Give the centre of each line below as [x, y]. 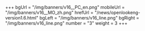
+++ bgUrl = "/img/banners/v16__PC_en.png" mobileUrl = [65, 7]
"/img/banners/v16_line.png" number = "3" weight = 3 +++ [66, 23]
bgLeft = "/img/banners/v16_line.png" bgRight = [89, 18]
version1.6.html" [22, 18]
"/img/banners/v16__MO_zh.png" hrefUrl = [49, 12]
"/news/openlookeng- [117, 12]
